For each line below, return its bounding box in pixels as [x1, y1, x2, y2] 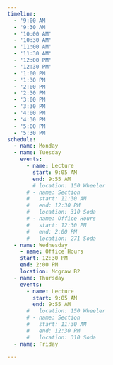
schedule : [7, 136, 37, 143]
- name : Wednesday [13, 241, 69, 249]
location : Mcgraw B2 [20, 268, 81, 275]
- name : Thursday [13, 274, 65, 281]
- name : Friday [13, 340, 59, 348]
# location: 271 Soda [25, 235, 97, 242]
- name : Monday [13, 143, 59, 150]
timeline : [7, 10, 37, 18]
